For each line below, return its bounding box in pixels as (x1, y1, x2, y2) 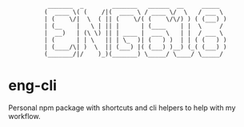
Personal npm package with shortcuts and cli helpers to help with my (8, 102, 236, 113)
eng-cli (8, 77, 58, 95)
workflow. (8, 111, 41, 121)
